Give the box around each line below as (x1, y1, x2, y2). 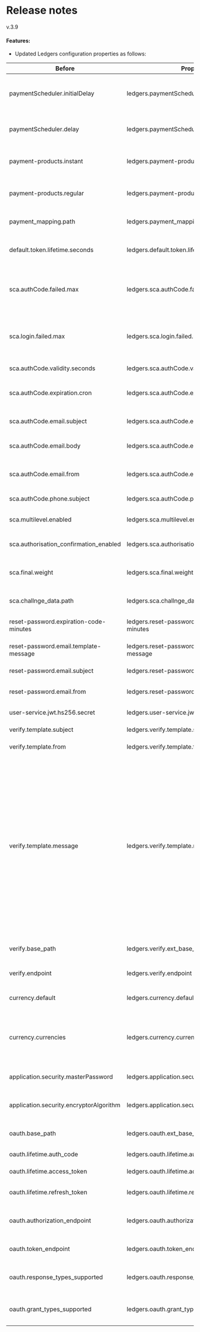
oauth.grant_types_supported (9, 1305, 92, 1314)
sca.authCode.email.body (9, 442, 81, 450)
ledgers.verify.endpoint (126, 969, 192, 977)
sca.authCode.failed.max (9, 285, 79, 294)
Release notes (6, 4, 78, 17)
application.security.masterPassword (9, 1073, 113, 1081)
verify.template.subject (9, 725, 74, 734)
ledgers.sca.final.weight (126, 569, 193, 577)
